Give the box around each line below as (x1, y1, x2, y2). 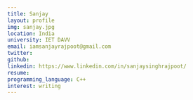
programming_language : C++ (7, 75, 86, 83)
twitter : (7, 50, 33, 57)
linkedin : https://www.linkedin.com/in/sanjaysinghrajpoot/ (7, 63, 187, 70)
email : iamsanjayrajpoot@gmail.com (7, 43, 112, 50)
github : (7, 56, 30, 63)
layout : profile (7, 17, 55, 24)
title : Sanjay (7, 10, 49, 18)
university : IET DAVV (7, 37, 71, 44)
